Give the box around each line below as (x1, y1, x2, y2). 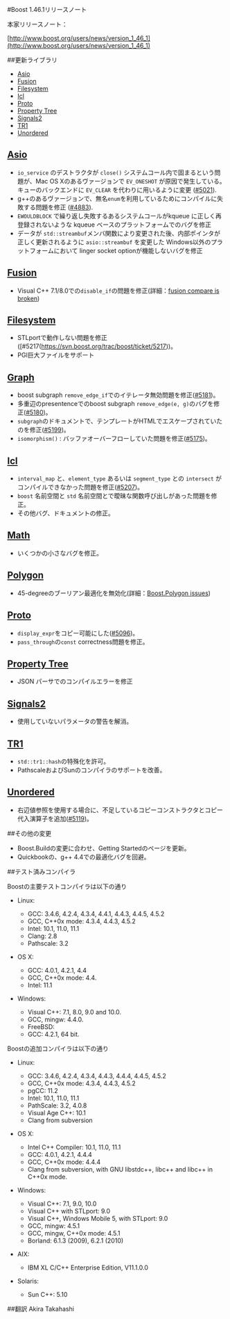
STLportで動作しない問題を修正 (17, 334, 107, 342)
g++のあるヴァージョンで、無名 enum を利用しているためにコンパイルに (17, 194, 218, 202)
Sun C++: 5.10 (27, 1290, 68, 1298)
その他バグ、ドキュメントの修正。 (17, 509, 114, 517)
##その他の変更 (7, 829, 52, 837)
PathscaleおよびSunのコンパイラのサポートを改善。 (17, 766, 166, 774)
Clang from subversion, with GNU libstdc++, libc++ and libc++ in (27, 1165, 213, 1173)
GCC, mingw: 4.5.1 (27, 1222, 80, 1230)
